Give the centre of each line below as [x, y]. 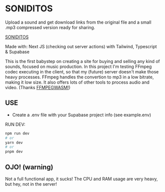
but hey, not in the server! [31, 184]
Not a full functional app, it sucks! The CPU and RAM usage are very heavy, [82, 179]
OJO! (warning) [29, 167]
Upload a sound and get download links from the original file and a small [78, 22]
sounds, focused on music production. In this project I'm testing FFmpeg [79, 66]
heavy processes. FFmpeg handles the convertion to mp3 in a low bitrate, [79, 77]
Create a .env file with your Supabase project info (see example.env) [82, 115]
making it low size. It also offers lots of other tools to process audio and [77, 82]
